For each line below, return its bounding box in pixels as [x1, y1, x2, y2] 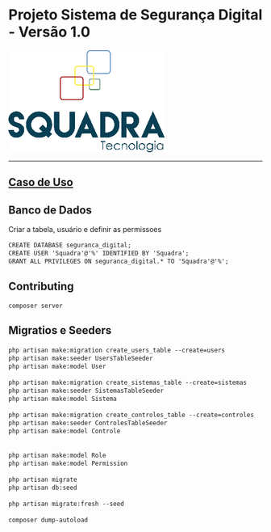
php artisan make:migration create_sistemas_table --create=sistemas [8, 378, 248, 386]
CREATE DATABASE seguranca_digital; [8, 241, 131, 250]
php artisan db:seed [8, 483, 78, 492]
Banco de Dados [8, 203, 93, 217]
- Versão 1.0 [8, 23, 91, 41]
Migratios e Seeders [8, 323, 112, 337]
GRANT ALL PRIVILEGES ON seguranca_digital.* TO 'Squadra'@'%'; [8, 257, 229, 266]
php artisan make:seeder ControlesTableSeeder [8, 419, 168, 427]
